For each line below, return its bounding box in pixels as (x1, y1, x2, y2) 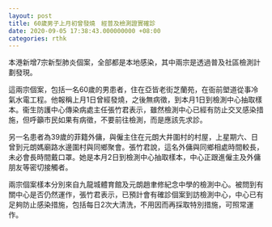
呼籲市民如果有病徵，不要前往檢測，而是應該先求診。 (29, 115, 207, 125)
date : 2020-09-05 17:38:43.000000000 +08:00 (8, 27, 161, 35)
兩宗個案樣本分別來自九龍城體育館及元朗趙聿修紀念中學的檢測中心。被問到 (8, 179, 257, 190)
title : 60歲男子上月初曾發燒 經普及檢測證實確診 (8, 19, 156, 27)
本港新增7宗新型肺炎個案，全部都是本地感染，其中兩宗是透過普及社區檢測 (8, 57, 253, 67)
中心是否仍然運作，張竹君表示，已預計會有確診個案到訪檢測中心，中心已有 (15, 190, 264, 200)
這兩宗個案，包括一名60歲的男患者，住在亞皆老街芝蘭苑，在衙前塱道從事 (8, 85, 252, 95)
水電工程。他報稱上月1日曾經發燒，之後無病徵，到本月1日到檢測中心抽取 (15, 95, 256, 105)
